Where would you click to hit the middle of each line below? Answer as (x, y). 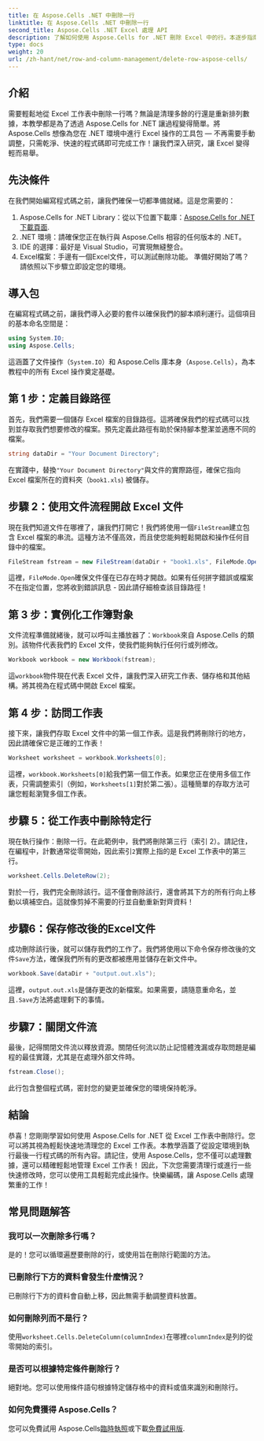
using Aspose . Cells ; (42, 346)
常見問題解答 (39, 1212)
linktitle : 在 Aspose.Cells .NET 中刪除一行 (79, 23)
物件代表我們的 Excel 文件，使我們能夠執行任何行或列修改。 (125, 645)
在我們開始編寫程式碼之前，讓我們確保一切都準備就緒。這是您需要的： (122, 200)
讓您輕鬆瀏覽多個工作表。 (49, 793)
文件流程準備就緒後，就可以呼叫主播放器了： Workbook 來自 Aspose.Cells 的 (128, 635)
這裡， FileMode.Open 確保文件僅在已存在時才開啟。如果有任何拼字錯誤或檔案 (131, 578)
